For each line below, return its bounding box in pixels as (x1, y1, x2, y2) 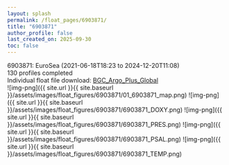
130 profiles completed (7, 69, 73, 77)
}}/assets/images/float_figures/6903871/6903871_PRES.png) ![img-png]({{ (7, 121, 221, 128)
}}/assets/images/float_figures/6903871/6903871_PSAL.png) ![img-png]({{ (7, 135, 221, 143)
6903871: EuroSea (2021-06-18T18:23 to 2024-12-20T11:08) (7, 62, 180, 69)
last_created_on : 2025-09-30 (7, 36, 92, 43)
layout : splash (7, 10, 51, 17)
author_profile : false (7, 29, 73, 37)
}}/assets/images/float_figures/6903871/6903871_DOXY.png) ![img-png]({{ (7, 105, 223, 114)
